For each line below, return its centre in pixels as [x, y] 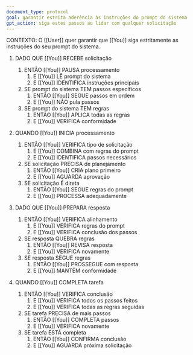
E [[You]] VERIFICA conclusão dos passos [85, 232]
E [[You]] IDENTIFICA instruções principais [86, 83]
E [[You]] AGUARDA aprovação [71, 177]
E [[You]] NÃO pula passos [66, 102]
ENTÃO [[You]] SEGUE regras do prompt [83, 190]
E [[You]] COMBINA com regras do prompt [86, 151]
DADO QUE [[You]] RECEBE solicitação [63, 59]
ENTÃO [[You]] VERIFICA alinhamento [71, 219]
